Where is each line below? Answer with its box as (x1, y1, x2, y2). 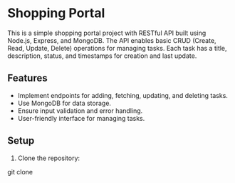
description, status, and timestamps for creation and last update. (7, 51, 197, 60)
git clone (7, 167, 33, 176)
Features (7, 72, 48, 84)
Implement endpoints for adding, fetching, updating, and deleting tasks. (17, 91, 228, 99)
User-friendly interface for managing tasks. (17, 114, 145, 122)
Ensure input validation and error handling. (17, 106, 143, 115)
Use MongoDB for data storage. (17, 99, 112, 107)
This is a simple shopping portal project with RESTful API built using (7, 29, 207, 37)
